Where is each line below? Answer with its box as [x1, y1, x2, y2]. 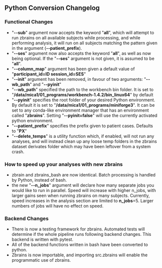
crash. [11, 149, 25, 154]
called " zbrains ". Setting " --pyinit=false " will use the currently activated [11, 112, 158, 118]
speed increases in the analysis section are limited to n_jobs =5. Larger [11, 197, 154, 204]
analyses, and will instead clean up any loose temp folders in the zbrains [11, 138, 157, 144]
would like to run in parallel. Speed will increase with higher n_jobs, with [11, 187, 156, 193]
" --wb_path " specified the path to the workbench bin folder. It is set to [11, 86, 154, 92]
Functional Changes [4, 19, 53, 25]
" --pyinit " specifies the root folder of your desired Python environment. [11, 97, 155, 103]
